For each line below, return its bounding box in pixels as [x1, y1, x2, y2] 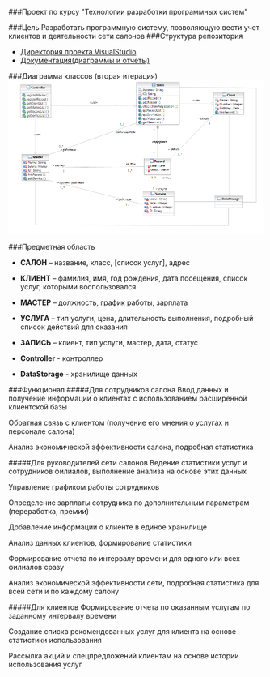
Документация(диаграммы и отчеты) [19, 56, 150, 65]
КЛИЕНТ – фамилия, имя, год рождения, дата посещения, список [19, 273, 248, 283]
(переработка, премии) [8, 506, 90, 516]
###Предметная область [8, 242, 95, 251]
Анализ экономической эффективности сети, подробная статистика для [8, 577, 259, 587]
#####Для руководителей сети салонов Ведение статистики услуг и [8, 457, 247, 467]
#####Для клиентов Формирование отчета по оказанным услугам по [8, 602, 251, 611]
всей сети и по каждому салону [8, 586, 120, 596]
